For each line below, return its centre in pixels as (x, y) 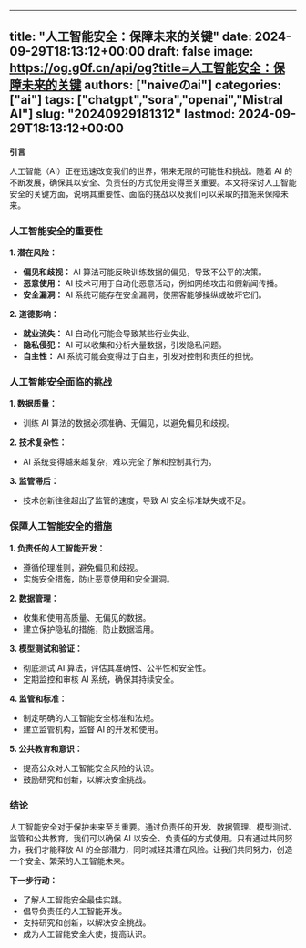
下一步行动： (33, 880)
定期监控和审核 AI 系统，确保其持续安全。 (101, 679)
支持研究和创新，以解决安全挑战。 (87, 922)
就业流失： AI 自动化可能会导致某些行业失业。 (109, 334)
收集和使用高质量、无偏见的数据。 (87, 617)
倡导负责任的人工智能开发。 (75, 911)
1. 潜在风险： (33, 252)
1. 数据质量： (33, 404)
